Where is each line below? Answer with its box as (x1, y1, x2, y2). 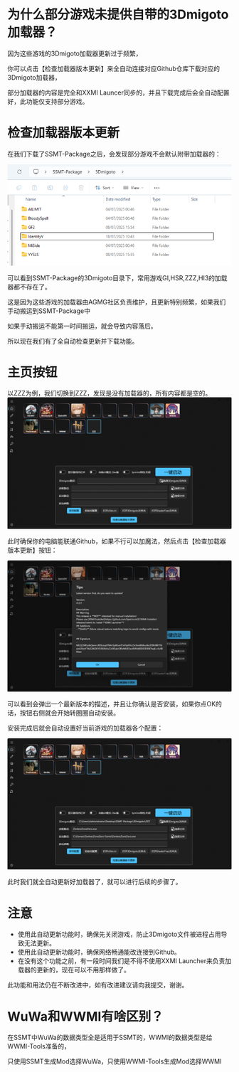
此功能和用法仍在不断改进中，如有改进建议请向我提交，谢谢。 (7, 981, 188, 989)
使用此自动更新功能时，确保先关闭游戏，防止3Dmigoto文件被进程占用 (17, 930, 222, 939)
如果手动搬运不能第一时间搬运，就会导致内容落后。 (7, 322, 157, 330)
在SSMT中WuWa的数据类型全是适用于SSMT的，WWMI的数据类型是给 (7, 1033, 213, 1042)
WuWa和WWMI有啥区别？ (7, 1008, 164, 1024)
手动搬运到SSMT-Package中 (7, 307, 91, 315)
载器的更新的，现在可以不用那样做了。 (17, 965, 130, 975)
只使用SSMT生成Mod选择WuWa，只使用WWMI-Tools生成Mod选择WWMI (7, 1057, 222, 1066)
